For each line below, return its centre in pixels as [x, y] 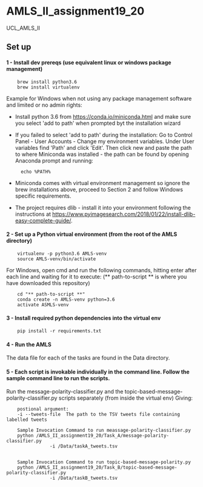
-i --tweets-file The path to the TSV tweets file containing [99, 415]
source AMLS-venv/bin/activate [57, 259]
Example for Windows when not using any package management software [99, 98]
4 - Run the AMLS [29, 344]
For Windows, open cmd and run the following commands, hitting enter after [101, 270]
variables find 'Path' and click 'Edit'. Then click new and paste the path [103, 147]
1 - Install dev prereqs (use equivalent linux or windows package [89, 62]
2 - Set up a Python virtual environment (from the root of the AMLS [92, 234]
